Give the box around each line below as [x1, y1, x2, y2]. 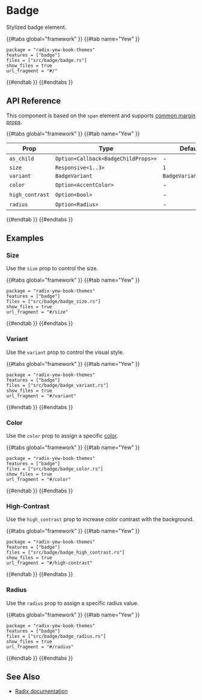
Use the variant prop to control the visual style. [6, 348, 124, 356]
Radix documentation [14, 687, 68, 695]
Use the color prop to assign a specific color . [6, 432, 118, 439]
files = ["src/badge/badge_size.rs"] [6, 299, 101, 305]
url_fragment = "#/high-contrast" [6, 560, 93, 566]
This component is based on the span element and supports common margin [6, 112, 196, 119]
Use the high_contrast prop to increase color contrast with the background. [6, 516, 194, 523]
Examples [6, 233, 44, 244]
